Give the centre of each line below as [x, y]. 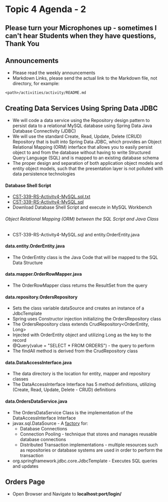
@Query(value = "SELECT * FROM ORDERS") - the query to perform [83, 346]
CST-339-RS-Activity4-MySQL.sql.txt [51, 197]
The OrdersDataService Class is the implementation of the [72, 412]
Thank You [22, 44]
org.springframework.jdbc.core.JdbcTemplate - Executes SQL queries [85, 461]
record [19, 340]
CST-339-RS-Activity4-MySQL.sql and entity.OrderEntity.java [76, 234]
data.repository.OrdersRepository [41, 297]
